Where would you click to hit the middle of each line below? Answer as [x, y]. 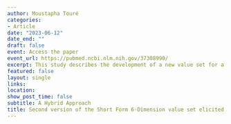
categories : [24, 20]
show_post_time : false [40, 97]
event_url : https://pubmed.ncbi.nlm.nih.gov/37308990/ [88, 59]
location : [21, 90]
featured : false [30, 71]
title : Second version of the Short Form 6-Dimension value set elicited [116, 110]
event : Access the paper [43, 52]
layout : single [29, 77]
